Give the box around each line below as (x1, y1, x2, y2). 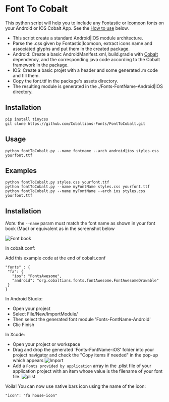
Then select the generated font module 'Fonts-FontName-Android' (12, 317, 151, 323)
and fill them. (12, 72, 40, 78)
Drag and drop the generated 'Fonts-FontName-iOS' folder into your (12, 347, 154, 353)
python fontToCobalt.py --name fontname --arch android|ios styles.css (5, 148, 159, 153)
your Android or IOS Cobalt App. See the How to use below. (5, 25, 129, 31)
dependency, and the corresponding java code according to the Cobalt (12, 56, 160, 62)
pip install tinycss (5, 117, 49, 122)
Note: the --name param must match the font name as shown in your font (5, 220, 155, 227)
